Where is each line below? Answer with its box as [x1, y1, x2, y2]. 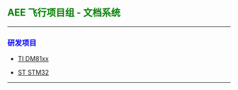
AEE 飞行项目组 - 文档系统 [7, 6, 120, 19]
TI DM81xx [17, 55, 49, 63]
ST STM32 [17, 68, 50, 77]
